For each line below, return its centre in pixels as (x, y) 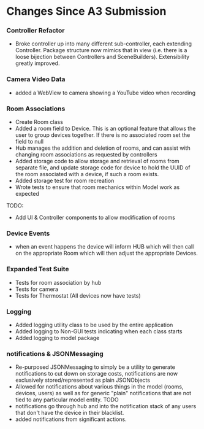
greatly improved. (37, 63)
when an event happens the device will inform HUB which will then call (104, 247)
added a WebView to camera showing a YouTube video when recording (105, 93)
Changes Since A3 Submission (86, 11)
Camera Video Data (36, 79)
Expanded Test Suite (38, 269)
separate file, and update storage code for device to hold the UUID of (103, 168)
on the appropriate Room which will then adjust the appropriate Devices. (106, 253)
